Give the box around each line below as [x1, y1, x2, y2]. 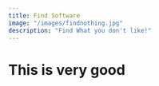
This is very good [8, 61, 125, 79]
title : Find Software [8, 11, 81, 20]
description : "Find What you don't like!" [8, 26, 152, 34]
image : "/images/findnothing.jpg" [8, 19, 124, 27]
